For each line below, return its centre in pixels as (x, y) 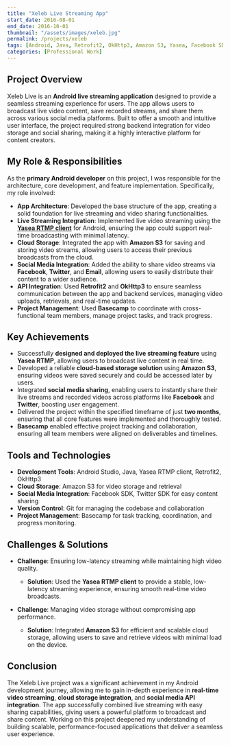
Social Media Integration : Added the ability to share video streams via (116, 264)
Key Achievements (48, 337)
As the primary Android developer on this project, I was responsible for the (114, 178)
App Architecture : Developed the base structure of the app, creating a (117, 206)
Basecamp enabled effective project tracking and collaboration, (107, 426)
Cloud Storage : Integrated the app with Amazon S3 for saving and (111, 242)
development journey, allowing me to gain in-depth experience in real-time (113, 690)
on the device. (48, 644)
